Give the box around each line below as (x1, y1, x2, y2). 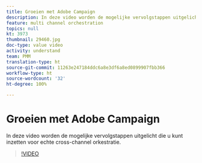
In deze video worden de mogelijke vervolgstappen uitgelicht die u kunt (6, 132, 183, 139)
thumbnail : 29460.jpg (6, 37, 61, 43)
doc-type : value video (6, 43, 63, 49)
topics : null (6, 25, 39, 32)
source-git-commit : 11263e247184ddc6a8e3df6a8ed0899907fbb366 (6, 64, 165, 71)
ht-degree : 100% (6, 81, 47, 87)
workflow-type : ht (6, 70, 52, 76)
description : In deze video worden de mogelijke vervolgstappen (6, 14, 171, 20)
